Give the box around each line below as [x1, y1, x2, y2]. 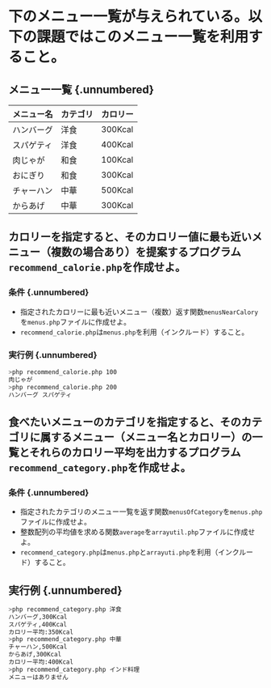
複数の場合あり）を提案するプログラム [50, 245, 242, 259]
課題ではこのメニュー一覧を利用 [36, 28, 249, 46]
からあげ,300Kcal [8, 651, 62, 659]
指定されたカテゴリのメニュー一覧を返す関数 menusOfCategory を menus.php [19, 507, 263, 516]
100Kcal [101, 155, 134, 165]
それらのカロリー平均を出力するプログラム [29, 445, 241, 459]
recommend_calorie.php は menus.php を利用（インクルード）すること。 [19, 327, 249, 337]
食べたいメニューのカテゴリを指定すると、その [8, 414, 242, 429]
